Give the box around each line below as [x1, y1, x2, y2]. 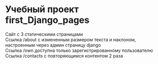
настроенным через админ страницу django [5, 42, 101, 48]
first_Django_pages [5, 14, 90, 26]
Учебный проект [5, 4, 79, 15]
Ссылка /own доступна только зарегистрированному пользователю [5, 47, 153, 53]
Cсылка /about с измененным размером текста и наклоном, [5, 37, 136, 43]
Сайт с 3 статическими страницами [5, 31, 83, 37]
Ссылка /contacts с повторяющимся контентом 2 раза [5, 52, 123, 59]
